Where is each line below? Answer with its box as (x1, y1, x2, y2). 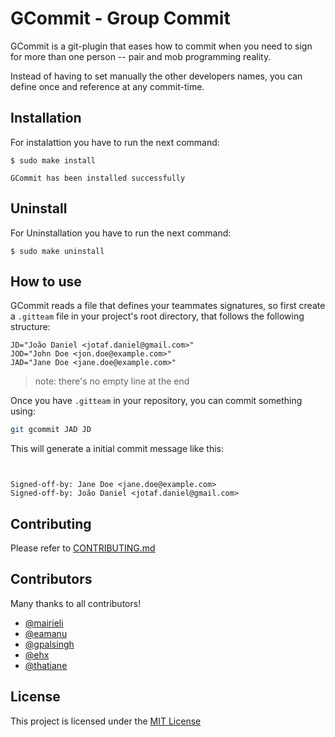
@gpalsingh (24, 638, 75, 650)
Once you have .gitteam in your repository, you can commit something (10, 395, 303, 407)
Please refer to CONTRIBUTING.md (10, 542, 156, 554)
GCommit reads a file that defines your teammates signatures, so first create (10, 300, 326, 312)
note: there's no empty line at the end (34, 375, 190, 387)
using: (10, 405, 36, 417)
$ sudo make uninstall (10, 246, 105, 256)
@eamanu (24, 627, 68, 639)
